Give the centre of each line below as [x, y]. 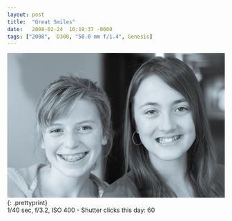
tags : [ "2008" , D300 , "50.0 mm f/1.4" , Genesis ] [80, 37]
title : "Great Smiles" [41, 22]
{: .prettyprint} [28, 202]
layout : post [26, 15]
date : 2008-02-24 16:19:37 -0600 [60, 29]
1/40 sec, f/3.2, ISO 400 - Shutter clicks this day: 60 [81, 210]
